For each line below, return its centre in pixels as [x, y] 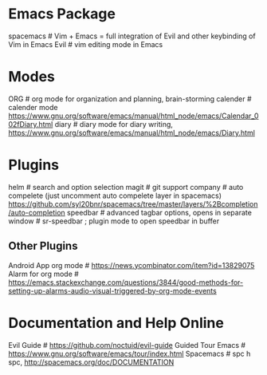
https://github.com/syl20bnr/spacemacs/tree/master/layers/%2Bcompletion [133, 203]
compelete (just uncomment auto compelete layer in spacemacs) [115, 195]
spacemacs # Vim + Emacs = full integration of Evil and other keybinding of [132, 36]
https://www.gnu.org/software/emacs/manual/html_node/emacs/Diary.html [132, 132]
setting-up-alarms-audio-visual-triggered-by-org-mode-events [112, 290]
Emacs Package [62, 14]
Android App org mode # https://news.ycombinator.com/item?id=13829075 [132, 265]
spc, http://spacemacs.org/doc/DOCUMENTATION [91, 362]
